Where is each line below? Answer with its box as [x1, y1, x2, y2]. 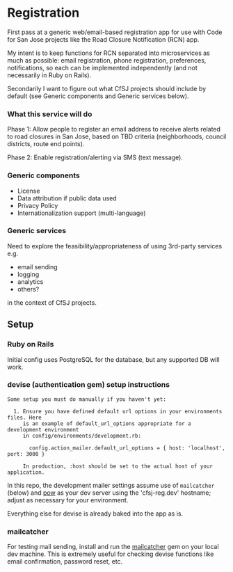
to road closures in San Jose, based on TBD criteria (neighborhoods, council [7, 132, 227, 141]
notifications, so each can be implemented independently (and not [7, 63, 198, 72]
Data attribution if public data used [17, 193, 117, 202]
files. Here [7, 414, 42, 421]
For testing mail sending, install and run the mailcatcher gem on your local [7, 543, 219, 551]
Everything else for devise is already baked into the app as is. [7, 509, 183, 518]
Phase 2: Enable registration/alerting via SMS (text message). [7, 153, 183, 161]
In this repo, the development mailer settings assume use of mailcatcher [7, 481, 215, 489]
